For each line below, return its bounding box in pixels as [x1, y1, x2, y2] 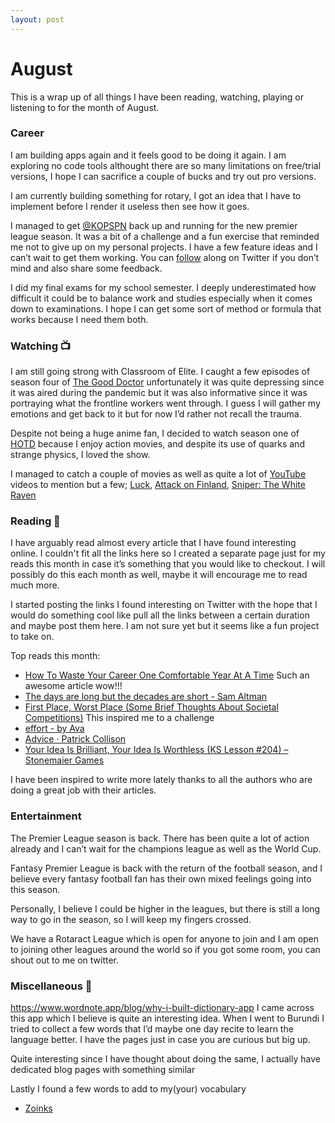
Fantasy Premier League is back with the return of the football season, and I [10, 862, 323, 874]
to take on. [10, 631, 55, 643]
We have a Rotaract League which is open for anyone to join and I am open [10, 932, 320, 945]
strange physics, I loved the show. [10, 449, 151, 461]
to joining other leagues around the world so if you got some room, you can [10, 943, 321, 955]
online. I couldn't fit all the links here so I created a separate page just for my [10, 547, 326, 560]
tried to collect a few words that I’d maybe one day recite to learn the [10, 1023, 294, 1035]
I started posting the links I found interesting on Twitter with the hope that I [10, 599, 318, 611]
